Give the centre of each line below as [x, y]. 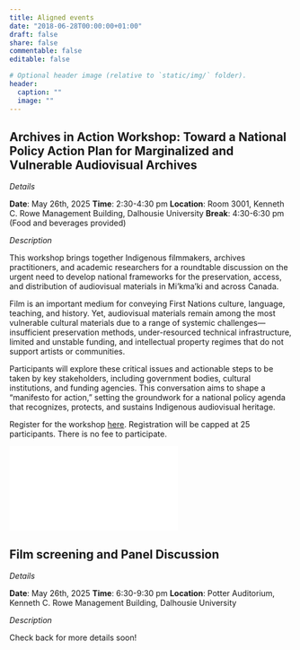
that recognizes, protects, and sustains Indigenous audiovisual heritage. [142, 407]
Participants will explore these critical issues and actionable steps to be [141, 369]
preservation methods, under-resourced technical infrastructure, [172, 332]
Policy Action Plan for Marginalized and [122, 150]
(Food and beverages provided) [68, 223]
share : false [34, 43]
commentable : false [46, 51]
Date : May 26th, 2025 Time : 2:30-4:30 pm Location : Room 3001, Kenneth [147, 204]
